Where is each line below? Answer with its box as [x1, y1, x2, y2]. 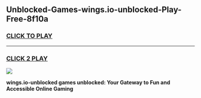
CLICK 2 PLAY [6, 54, 48, 62]
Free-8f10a [6, 14, 49, 24]
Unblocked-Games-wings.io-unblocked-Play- [6, 5, 182, 15]
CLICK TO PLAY [6, 32, 53, 40]
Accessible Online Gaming [6, 85, 74, 92]
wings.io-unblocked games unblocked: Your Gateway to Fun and [6, 78, 170, 86]
